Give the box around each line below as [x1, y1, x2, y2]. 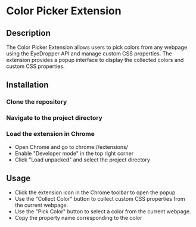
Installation [6, 80, 49, 90]
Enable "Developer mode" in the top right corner [14, 150, 134, 157]
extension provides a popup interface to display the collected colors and [6, 57, 184, 63]
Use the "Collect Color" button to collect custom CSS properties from [14, 195, 185, 203]
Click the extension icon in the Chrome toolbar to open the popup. [14, 189, 178, 196]
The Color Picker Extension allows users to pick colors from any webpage [6, 43, 188, 51]
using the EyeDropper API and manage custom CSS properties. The [6, 50, 172, 57]
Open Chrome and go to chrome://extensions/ [14, 143, 128, 150]
